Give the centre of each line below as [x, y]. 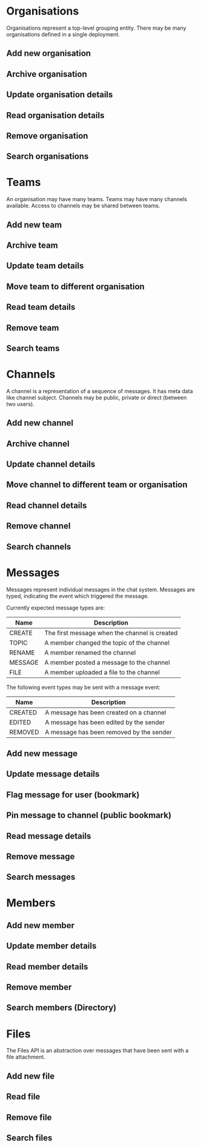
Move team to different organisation [76, 286]
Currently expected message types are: [56, 608]
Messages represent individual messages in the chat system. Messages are [101, 590]
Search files [29, 1138]
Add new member [40, 925]
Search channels [39, 547]
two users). [20, 404]
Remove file [29, 1117]
